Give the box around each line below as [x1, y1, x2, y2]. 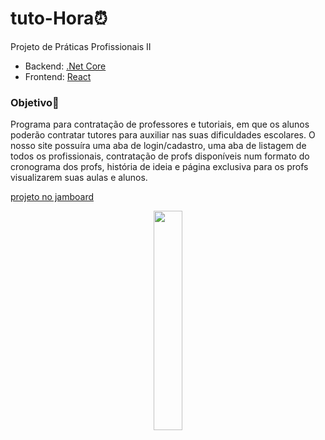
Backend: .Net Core [24, 60, 107, 72]
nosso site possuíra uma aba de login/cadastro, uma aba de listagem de [10, 140, 307, 152]
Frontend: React [24, 70, 92, 82]
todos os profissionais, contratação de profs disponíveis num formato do [10, 150, 310, 162]
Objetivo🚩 [10, 95, 60, 109]
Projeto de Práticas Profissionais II [10, 40, 152, 52]
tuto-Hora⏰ [10, 7, 108, 30]
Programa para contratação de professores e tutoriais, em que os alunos [10, 118, 310, 131]
